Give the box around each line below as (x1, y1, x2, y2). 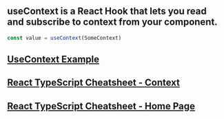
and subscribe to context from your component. (7, 17, 218, 28)
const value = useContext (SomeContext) (7, 34, 122, 41)
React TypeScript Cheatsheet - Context (7, 77, 181, 89)
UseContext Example (7, 54, 100, 65)
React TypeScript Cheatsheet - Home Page (7, 100, 195, 112)
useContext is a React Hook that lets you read (7, 6, 207, 17)
